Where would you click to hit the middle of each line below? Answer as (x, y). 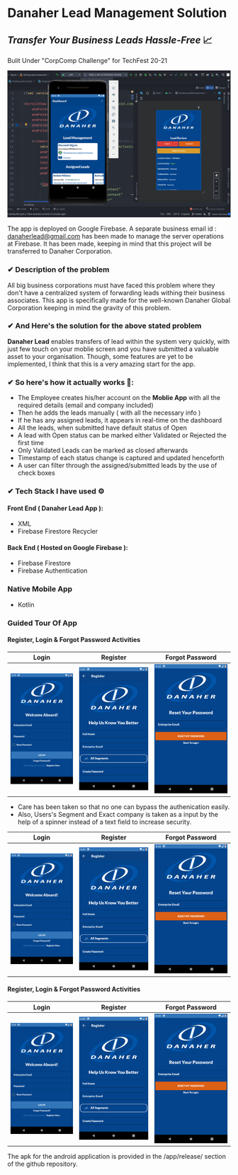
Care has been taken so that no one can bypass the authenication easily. (124, 807)
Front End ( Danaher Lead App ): (56, 508)
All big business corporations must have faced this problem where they (111, 285)
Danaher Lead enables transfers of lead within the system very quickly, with (119, 341)
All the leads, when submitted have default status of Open (102, 428)
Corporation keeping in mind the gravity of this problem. (89, 308)
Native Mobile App (40, 589)
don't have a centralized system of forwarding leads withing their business (116, 292)
